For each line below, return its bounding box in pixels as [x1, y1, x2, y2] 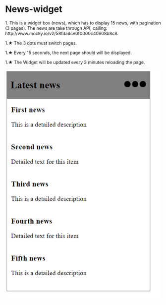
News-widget [5, 3, 62, 15]
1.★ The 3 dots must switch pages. [5, 40, 77, 46]
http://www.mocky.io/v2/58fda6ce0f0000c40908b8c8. [5, 30, 119, 36]
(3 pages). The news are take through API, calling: [5, 25, 108, 31]
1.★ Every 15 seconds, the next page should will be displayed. [5, 50, 132, 56]
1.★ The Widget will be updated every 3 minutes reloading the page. [5, 59, 145, 65]
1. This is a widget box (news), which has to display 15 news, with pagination [5, 20, 161, 26]
